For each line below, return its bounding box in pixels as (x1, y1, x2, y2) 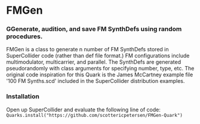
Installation (6, 92, 40, 101)
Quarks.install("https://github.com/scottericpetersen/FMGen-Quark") (6, 112, 183, 118)
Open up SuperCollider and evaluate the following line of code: (6, 106, 161, 113)
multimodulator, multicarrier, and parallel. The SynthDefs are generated (6, 58, 181, 66)
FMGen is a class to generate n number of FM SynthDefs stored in (6, 46, 169, 53)
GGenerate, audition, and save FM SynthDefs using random (6, 25, 182, 33)
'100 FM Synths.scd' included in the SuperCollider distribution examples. (6, 77, 185, 85)
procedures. (6, 32, 43, 41)
